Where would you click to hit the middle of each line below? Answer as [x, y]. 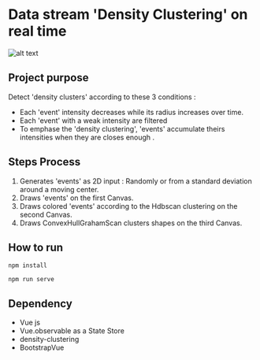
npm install [28, 265]
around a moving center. [59, 189]
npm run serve [32, 280]
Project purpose [48, 78]
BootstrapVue [42, 347]
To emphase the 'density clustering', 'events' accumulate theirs [122, 128]
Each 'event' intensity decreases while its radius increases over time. [132, 112]
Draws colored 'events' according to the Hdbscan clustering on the [128, 206]
